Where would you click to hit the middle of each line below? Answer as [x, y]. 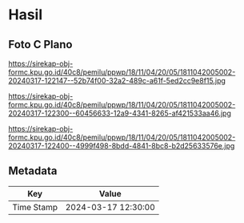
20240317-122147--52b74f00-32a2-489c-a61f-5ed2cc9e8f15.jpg [117, 81]
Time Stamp [35, 207]
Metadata [33, 171]
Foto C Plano [40, 45]
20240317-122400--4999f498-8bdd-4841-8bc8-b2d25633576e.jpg [122, 146]
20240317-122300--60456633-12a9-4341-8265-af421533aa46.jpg [120, 113]
